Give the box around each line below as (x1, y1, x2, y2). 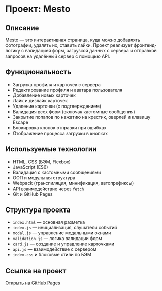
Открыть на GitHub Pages (5, 280, 60, 286)
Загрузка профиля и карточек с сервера (12, 81, 101, 87)
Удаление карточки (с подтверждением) (12, 103, 102, 109)
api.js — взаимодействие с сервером (12, 246, 97, 252)
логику (5, 48, 20, 54)
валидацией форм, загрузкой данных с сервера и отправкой (25, 48, 157, 54)
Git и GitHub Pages (12, 191, 53, 197)
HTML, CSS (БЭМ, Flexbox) (12, 158, 71, 165)
